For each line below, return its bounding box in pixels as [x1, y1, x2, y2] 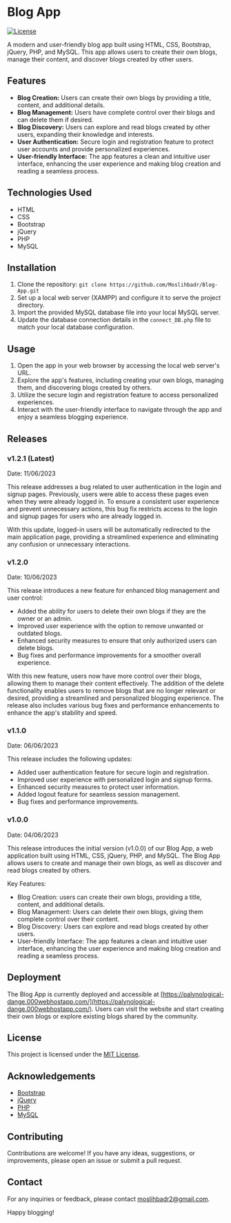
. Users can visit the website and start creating [92, 1005, 224, 1013]
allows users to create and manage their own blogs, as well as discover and [7, 858, 222, 867]
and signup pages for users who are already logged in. [7, 512, 163, 520]
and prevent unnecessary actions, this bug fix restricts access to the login [7, 504, 217, 513]
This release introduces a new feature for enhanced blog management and [7, 587, 220, 595]
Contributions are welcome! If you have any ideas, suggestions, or [7, 1149, 195, 1157]
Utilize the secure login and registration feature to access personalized [17, 391, 219, 399]
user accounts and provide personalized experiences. [17, 144, 170, 153]
